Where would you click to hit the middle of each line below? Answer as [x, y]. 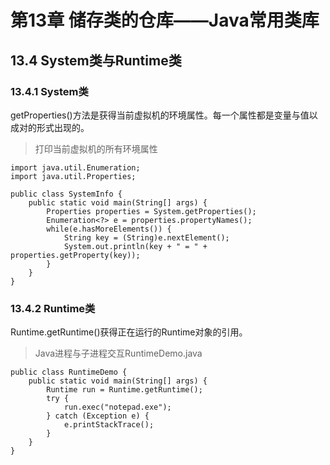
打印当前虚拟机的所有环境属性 [96, 148]
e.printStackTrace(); [109, 425]
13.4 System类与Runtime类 [96, 60]
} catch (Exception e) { [98, 416]
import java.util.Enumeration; [75, 167]
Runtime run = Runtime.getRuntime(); [124, 390]
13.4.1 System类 [49, 91]
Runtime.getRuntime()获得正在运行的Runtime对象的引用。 [129, 332]
